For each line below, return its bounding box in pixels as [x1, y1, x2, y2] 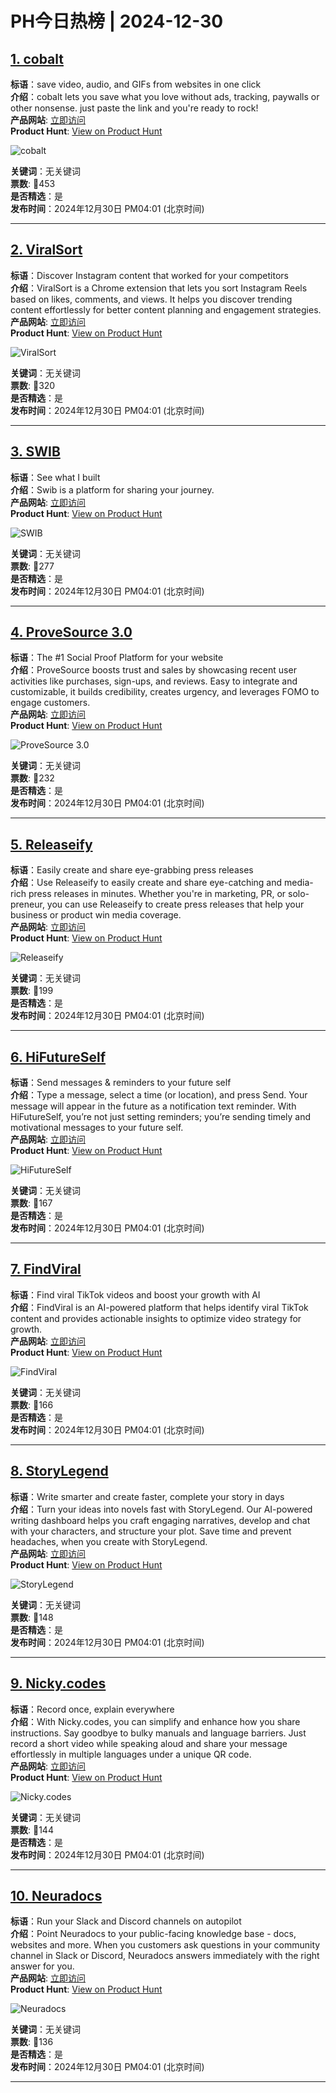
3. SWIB [10, 443, 61, 461]
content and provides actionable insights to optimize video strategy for [10, 1312, 302, 1324]
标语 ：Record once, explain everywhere [10, 1703, 175, 1715]
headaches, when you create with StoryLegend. [10, 1535, 208, 1547]
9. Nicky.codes [10, 1675, 107, 1692]
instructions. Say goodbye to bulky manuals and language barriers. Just [10, 1727, 307, 1739]
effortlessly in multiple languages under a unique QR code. [10, 1748, 252, 1760]
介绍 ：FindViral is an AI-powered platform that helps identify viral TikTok [10, 1301, 309, 1313]
